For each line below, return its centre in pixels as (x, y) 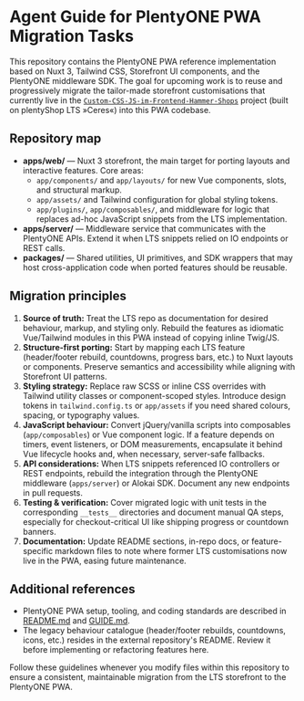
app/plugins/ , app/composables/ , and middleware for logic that (153, 209)
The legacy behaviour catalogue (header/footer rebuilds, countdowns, (154, 631)
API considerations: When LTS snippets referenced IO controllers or (151, 464)
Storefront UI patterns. (65, 376)
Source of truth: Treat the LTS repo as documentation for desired (145, 318)
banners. (39, 531)
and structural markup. (79, 190)
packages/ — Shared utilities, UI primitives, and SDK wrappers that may (157, 257)
